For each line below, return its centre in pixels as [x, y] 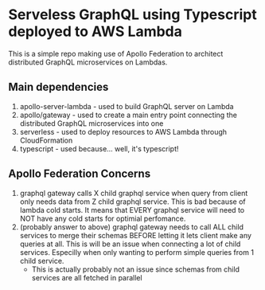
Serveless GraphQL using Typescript [132, 15]
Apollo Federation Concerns [80, 174]
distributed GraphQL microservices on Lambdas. [88, 62]
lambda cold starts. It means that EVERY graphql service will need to [132, 210]
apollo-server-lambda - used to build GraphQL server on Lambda [127, 106]
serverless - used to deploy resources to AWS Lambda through [123, 131]
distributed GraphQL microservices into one [92, 123]
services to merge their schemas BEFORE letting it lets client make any [136, 235]
